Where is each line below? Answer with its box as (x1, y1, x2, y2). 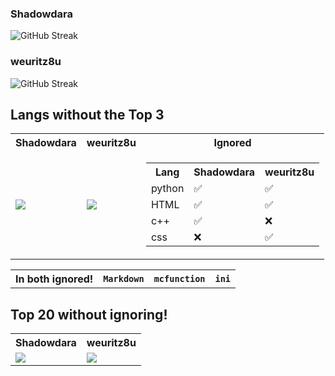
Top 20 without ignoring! (10, 306, 168, 323)
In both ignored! (15, 272, 94, 286)
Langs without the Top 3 (10, 106, 165, 123)
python (150, 182, 185, 196)
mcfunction (153, 273, 206, 285)
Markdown (103, 273, 145, 285)
